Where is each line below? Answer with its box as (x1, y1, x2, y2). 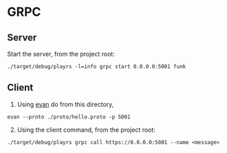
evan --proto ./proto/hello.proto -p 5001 (7, 113, 131, 121)
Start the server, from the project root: (7, 50, 115, 58)
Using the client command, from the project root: (17, 125, 156, 134)
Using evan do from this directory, (17, 100, 114, 108)
